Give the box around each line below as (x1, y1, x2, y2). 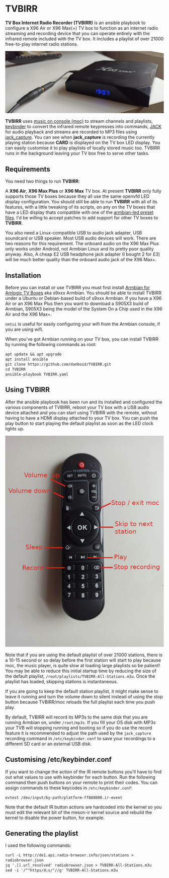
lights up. (5, 426, 25, 432)
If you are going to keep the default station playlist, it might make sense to (5, 688, 158, 694)
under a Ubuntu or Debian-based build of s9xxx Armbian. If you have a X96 (5, 295, 162, 301)
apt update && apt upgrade (5, 352, 62, 357)
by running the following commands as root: (5, 341, 97, 347)
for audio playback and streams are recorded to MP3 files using (5, 129, 137, 135)
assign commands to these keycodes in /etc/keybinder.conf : (5, 784, 133, 790)
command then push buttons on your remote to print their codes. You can (5, 779, 157, 785)
